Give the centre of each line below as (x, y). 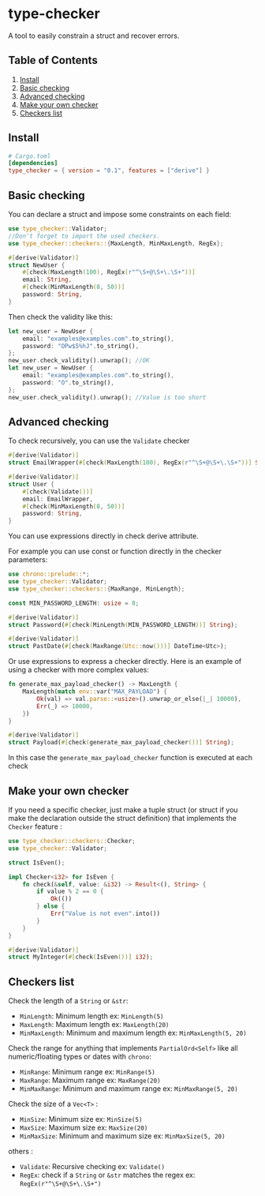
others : (21, 1151)
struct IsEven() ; (37, 862)
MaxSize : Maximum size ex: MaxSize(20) (84, 1128)
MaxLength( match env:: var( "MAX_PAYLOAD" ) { (95, 692)
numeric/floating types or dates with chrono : (80, 1057)
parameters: (28, 560)
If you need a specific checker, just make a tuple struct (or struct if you (123, 810)
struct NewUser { (37, 265)
